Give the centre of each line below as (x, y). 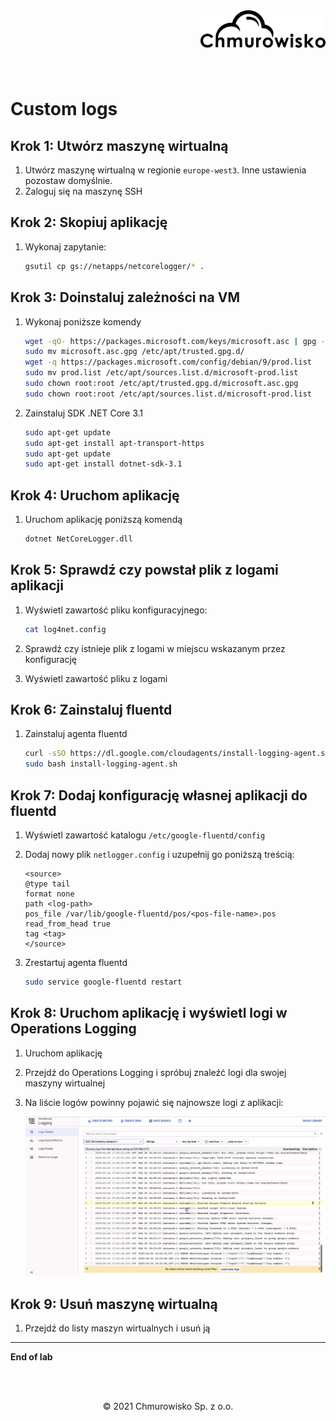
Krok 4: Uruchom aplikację (95, 495)
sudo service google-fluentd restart (103, 982)
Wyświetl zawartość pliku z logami (96, 678)
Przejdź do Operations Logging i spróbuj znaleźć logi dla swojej (155, 1072)
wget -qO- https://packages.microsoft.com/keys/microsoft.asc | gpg (170, 341)
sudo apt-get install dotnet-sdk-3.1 (103, 464)
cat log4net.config (65, 629)
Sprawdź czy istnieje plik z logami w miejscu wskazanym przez (155, 648)
